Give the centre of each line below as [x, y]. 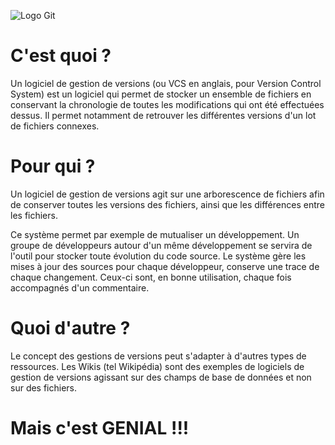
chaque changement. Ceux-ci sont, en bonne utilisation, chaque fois [151, 277]
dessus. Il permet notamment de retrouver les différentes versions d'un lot [163, 115]
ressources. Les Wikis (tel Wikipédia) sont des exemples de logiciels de [157, 366]
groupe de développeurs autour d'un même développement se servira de [161, 245]
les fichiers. [34, 215]
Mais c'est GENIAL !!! [100, 428]
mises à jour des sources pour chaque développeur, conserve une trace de [165, 266]
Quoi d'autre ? [70, 328]
